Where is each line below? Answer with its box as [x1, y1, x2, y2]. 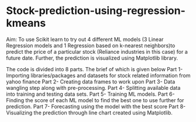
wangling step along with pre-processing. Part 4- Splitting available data [6, 84, 181, 91]
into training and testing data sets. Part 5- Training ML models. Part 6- [6, 90, 175, 97]
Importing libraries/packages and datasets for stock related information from [6, 72, 191, 79]
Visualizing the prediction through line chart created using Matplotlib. [6, 109, 173, 116]
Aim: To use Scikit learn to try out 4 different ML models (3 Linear [6, 36, 164, 43]
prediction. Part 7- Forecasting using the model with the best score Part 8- [6, 103, 186, 110]
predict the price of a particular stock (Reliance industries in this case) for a [6, 48, 188, 55]
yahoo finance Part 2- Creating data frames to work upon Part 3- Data [6, 78, 176, 85]
